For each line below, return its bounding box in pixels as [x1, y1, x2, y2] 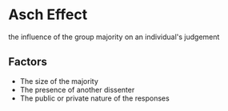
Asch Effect [8, 6, 88, 24]
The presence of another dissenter [19, 85, 135, 94]
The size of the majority [19, 76, 98, 85]
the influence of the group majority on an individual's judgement [8, 32, 220, 42]
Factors [8, 55, 48, 69]
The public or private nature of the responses [19, 93, 170, 103]
